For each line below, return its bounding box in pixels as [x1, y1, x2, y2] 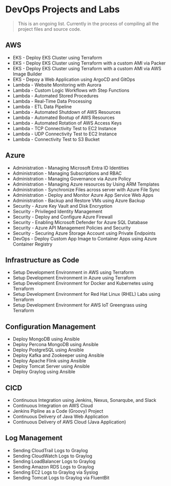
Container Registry [12, 241, 53, 247]
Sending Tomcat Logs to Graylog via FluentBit [12, 474, 110, 480]
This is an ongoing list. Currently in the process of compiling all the [17, 21, 159, 27]
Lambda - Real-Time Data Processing [12, 98, 92, 104]
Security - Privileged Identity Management [12, 208, 102, 214]
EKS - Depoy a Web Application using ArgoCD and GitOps [12, 76, 135, 83]
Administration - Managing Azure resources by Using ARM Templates [12, 181, 160, 187]
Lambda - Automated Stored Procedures [12, 92, 99, 98]
